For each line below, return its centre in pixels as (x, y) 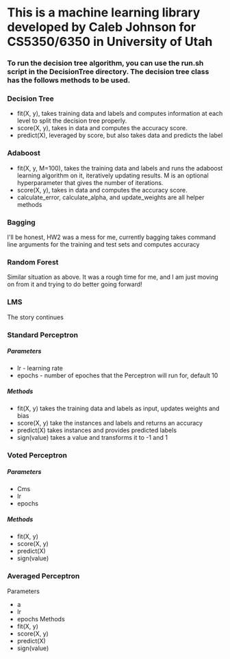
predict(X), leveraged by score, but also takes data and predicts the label (120, 136)
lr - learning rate (40, 369)
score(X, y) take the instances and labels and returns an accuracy (110, 423)
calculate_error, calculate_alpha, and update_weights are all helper (111, 197)
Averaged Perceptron (43, 576)
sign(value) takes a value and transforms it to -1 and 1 (92, 438)
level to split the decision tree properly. (72, 121)
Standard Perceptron (43, 335)
